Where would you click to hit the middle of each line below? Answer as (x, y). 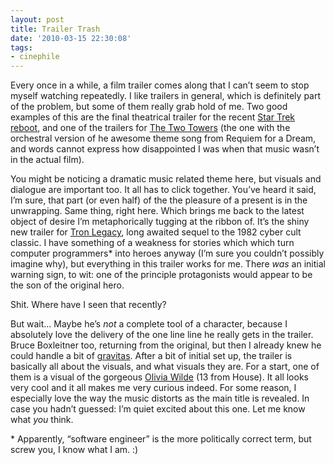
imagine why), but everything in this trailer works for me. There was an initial (168, 264)
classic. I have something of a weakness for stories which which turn (152, 243)
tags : (21, 47)
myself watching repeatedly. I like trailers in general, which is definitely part (166, 96)
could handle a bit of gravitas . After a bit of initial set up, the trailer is (151, 356)
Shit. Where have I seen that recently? (88, 305)
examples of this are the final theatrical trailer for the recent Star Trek (153, 117)
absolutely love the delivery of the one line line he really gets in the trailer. (162, 335)
